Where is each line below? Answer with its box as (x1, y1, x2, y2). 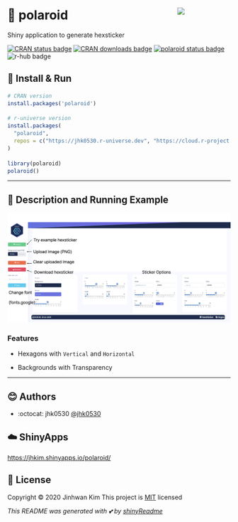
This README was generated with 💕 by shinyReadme (7, 506, 163, 515)
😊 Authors (7, 390, 57, 403)
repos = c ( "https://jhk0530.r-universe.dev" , (13, 137, 151, 144)
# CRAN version (7, 92, 52, 100)
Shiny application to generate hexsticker (7, 31, 125, 39)
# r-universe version (7, 114, 72, 122)
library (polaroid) (7, 160, 62, 167)
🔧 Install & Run (7, 73, 72, 85)
